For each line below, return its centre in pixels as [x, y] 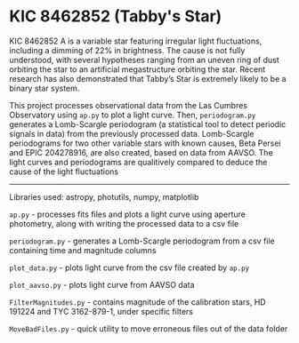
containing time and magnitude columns [83, 250]
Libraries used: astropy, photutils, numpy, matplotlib [104, 196]
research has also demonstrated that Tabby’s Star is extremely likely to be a [148, 78]
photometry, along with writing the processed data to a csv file [124, 223]
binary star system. [44, 88]
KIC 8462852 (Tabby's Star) [116, 16]
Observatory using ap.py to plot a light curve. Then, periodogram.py [133, 115]
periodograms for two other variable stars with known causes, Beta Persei [145, 143]
